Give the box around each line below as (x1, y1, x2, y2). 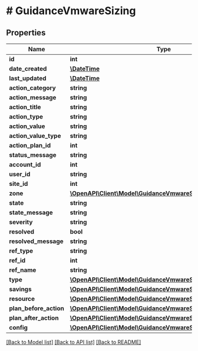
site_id (9, 180, 28, 188)
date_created (9, 65, 47, 73)
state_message (9, 208, 53, 216)
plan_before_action (9, 304, 65, 312)
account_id (9, 160, 41, 169)
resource (9, 295, 35, 303)
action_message (9, 93, 57, 101)
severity (9, 218, 33, 226)
